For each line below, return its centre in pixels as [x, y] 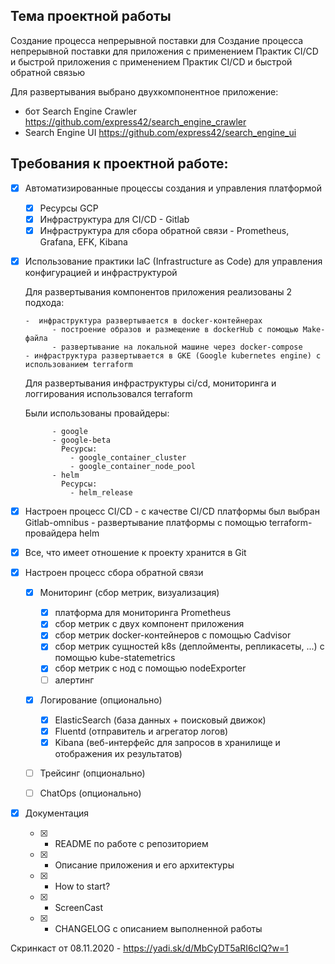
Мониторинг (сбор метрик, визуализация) [129, 593]
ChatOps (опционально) [90, 793]
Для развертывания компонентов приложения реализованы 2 [158, 291]
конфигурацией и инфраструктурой [101, 272]
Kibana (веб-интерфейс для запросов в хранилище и [167, 742]
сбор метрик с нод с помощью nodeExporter [150, 668]
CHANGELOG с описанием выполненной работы [158, 928]
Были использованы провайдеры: [97, 413]
